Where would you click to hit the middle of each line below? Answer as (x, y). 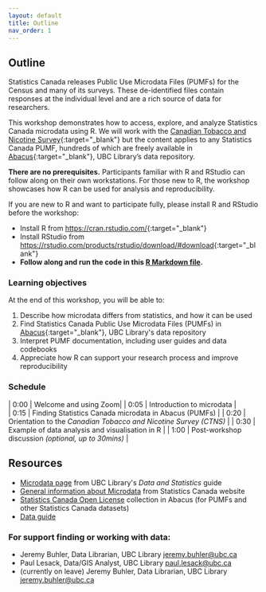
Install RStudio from (52, 237)
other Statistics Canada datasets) (74, 508)
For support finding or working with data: (90, 537)
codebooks (38, 349)
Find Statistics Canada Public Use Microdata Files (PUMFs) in (120, 324)
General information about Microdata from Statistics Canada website (132, 491)
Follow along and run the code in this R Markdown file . (111, 262)
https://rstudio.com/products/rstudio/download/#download (117, 245)
